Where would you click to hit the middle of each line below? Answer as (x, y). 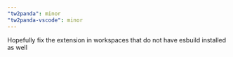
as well (18, 47)
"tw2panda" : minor (34, 14)
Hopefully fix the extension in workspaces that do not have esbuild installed (117, 40)
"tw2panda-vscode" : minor (45, 20)
